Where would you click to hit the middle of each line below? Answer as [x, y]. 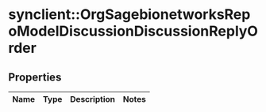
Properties [35, 77]
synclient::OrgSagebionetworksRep [129, 15]
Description [93, 99]
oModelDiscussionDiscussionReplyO [133, 31]
